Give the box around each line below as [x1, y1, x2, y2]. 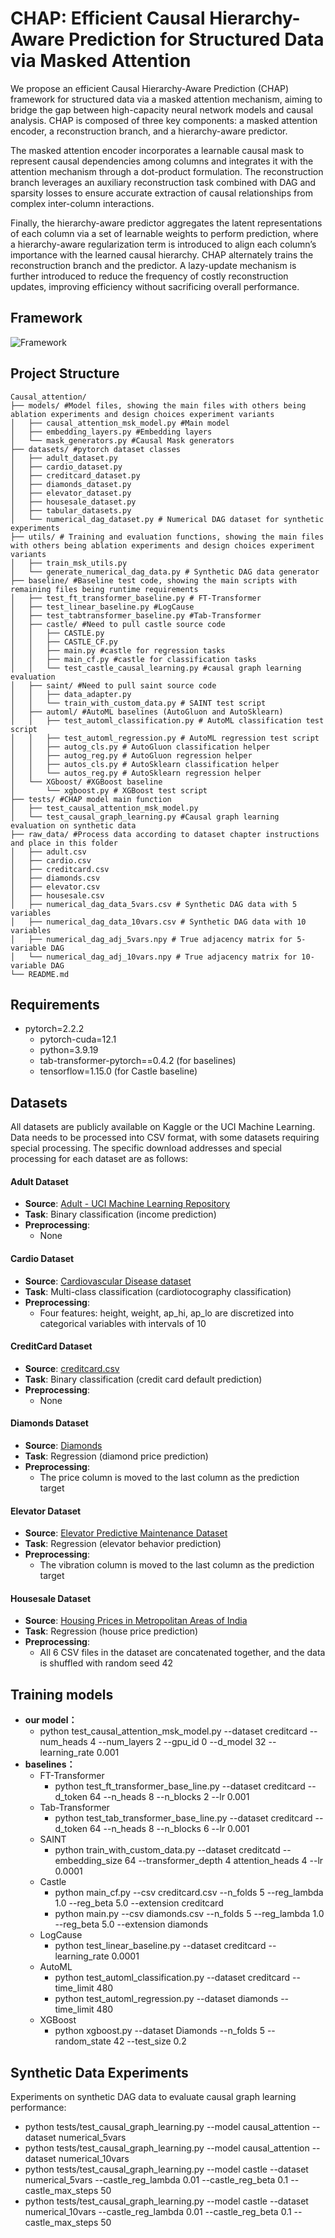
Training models [10, 1686, 114, 1703]
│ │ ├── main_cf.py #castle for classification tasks [10, 654, 257, 664]
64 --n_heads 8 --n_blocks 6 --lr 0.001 [89, 1823, 250, 1835]
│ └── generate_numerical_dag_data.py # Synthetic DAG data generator [10, 567, 320, 577]
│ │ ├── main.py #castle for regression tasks [10, 645, 226, 656]
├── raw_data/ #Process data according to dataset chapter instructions [10, 829, 320, 839]
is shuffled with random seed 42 [39, 1657, 174, 1669]
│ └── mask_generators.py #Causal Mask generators [10, 435, 235, 446]
